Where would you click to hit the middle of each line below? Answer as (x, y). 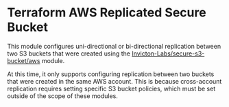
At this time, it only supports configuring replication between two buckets (111, 74)
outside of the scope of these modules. (63, 96)
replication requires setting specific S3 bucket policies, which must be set (111, 88)
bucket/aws (24, 60)
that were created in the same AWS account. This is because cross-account (114, 81)
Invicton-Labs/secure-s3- (168, 53)
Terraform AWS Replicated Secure (107, 13)
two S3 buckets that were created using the (69, 53)
